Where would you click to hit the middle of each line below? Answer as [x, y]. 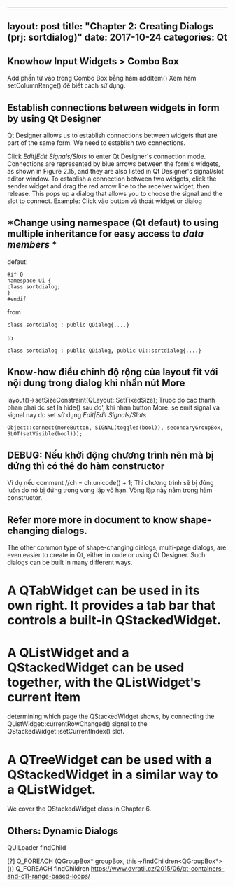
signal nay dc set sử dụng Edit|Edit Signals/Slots [77, 414]
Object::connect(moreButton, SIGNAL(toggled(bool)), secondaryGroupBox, [115, 428]
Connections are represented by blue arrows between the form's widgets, [114, 164]
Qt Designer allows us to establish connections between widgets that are [113, 135]
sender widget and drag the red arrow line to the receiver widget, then [108, 186]
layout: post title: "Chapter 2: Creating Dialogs [111, 26]
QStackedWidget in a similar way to [113, 775]
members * [32, 245]
